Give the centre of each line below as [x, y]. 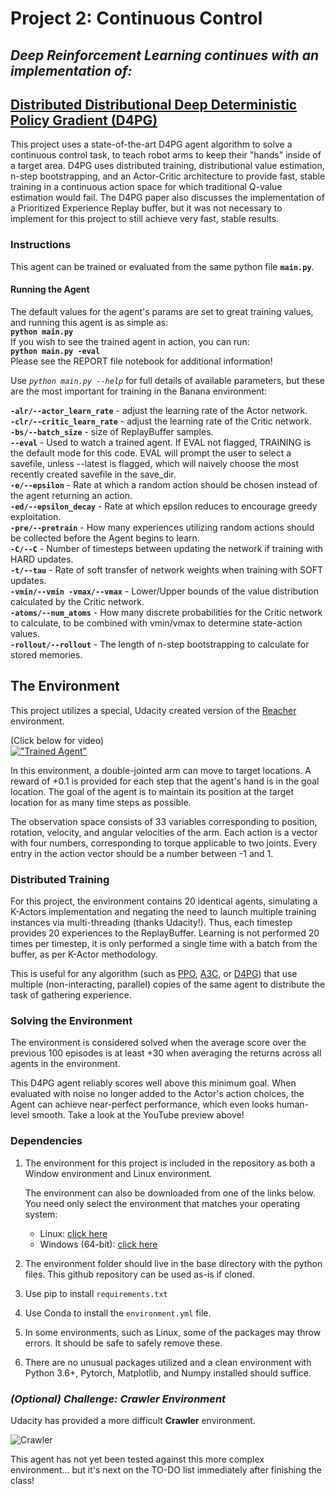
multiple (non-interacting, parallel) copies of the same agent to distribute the [168, 984]
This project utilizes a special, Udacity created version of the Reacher [153, 710]
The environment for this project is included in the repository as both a [170, 1163]
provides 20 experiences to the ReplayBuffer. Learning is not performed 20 [165, 933]
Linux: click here [73, 1233]
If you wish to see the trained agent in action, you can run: [130, 341]
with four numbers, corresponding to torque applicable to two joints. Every [164, 843]
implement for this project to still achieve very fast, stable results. [145, 219]
